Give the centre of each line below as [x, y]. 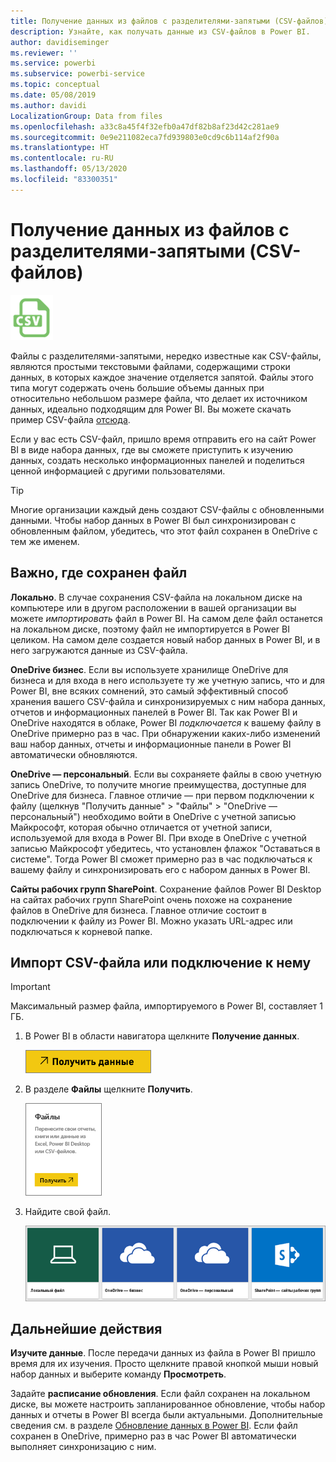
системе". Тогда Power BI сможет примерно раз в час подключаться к [161, 859]
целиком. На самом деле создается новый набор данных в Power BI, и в [165, 639]
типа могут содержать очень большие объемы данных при [137, 387]
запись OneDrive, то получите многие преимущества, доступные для [158, 784]
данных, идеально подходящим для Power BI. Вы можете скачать [151, 409]
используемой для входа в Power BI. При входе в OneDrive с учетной [158, 837]
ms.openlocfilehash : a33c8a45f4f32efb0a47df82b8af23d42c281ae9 [145, 126]
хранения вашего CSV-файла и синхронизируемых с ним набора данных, [168, 701]
